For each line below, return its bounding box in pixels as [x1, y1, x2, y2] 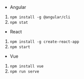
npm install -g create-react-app [9, 39, 80, 44]
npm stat [9, 20, 28, 25]
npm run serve [9, 69, 39, 74]
